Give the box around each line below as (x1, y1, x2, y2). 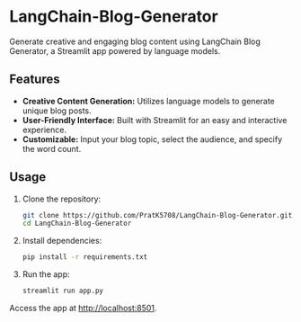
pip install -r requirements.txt (22, 253, 148, 262)
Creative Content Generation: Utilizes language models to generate (22, 95, 276, 106)
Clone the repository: (22, 193, 102, 204)
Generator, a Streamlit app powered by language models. (9, 45, 221, 56)
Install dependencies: (22, 236, 102, 246)
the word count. (22, 143, 82, 154)
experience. (22, 124, 67, 135)
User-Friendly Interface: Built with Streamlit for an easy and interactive (22, 114, 288, 125)
